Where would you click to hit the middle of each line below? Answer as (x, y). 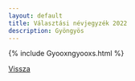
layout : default (35, 16)
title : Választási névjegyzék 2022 (68, 23)
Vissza (19, 69)
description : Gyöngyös (46, 30)
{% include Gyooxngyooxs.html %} (66, 54)
